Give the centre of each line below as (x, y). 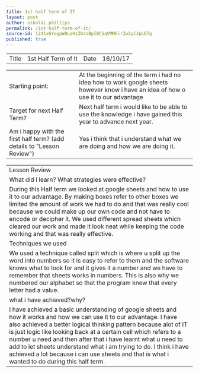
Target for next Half (36, 110)
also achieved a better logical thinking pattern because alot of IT (98, 324)
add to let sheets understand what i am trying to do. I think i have (99, 347)
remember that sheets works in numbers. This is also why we (94, 275)
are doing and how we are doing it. (127, 146)
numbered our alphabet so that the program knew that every (93, 283)
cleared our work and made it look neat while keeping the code (97, 226)
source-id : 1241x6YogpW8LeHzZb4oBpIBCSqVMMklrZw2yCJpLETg (79, 34)
